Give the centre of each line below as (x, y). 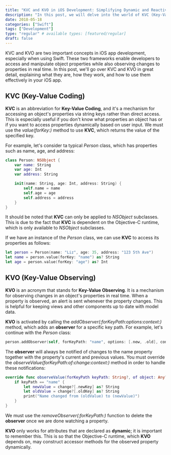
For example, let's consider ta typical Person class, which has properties (81, 145)
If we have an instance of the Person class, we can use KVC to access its (82, 238)
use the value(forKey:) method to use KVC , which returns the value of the (82, 130)
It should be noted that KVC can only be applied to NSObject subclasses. (82, 217)
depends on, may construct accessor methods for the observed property (82, 441)
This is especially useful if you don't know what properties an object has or (84, 119)
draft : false (19, 39)
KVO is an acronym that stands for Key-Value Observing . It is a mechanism (85, 290)
